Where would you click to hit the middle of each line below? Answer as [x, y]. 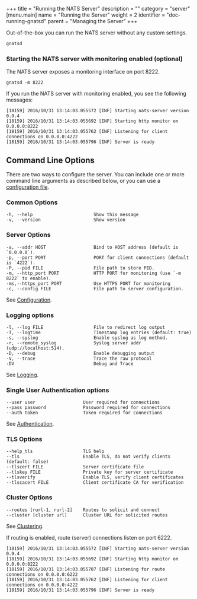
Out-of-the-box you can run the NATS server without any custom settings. [97, 33]
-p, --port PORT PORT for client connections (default [98, 258]
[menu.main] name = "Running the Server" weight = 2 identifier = [86, 15]
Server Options [28, 235]
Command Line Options [50, 160]
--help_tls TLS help [55, 451]
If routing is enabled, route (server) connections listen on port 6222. [89, 537]
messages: [20, 100]
